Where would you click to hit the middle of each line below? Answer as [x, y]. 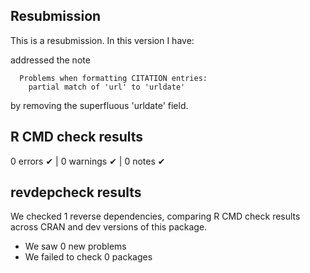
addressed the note [50, 60]
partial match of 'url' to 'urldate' [107, 87]
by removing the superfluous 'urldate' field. [99, 105]
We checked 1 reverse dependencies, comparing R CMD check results [155, 216]
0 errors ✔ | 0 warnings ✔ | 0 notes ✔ [88, 161]
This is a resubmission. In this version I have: [102, 40]
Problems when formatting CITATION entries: [113, 78]
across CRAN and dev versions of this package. [109, 227]
